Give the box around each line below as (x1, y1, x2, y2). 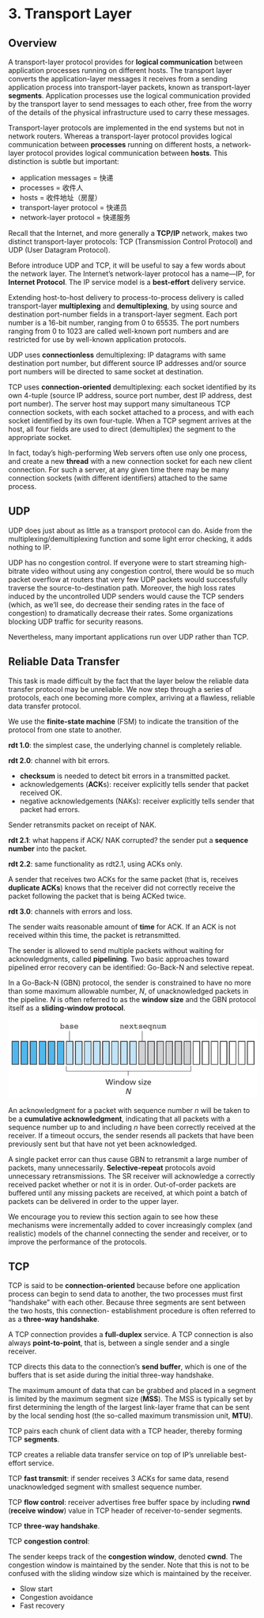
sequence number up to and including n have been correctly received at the (8, 1122, 256, 1132)
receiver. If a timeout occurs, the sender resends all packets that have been (8, 1130, 255, 1140)
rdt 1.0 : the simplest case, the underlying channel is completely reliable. (8, 740, 243, 750)
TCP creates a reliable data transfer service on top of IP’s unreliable (8, 1450, 228, 1460)
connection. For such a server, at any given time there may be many (8, 465, 229, 474)
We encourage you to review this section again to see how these (8, 1212, 219, 1221)
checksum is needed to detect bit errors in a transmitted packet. (19, 771, 231, 781)
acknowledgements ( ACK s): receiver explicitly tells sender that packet (19, 779, 249, 788)
